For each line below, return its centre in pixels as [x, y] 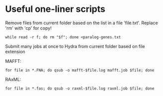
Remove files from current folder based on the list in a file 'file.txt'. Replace [81, 23]
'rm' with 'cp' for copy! [29, 28]
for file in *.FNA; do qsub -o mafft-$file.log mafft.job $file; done [80, 70]
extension [15, 51]
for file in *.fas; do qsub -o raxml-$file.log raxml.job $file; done [80, 88]
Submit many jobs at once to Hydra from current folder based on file [75, 46]
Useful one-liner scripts [55, 9]
